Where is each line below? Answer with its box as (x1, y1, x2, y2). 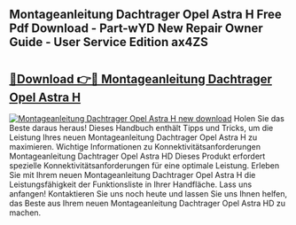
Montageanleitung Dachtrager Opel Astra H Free (9, 7, 282, 22)
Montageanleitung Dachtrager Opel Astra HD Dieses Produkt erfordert (9, 151, 266, 161)
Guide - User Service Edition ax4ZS (9, 35, 208, 50)
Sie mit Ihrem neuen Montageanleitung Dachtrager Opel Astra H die (9, 170, 256, 180)
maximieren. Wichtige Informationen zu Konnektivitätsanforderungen (9, 142, 261, 151)
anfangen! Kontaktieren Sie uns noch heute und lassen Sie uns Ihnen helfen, (9, 189, 288, 198)
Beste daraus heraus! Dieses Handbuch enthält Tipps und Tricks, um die (9, 123, 274, 133)
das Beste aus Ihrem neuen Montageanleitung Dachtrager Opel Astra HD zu (9, 198, 286, 208)
